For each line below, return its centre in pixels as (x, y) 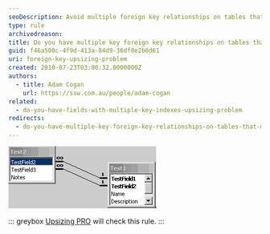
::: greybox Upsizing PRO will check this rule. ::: (86, 221)
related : (23, 101)
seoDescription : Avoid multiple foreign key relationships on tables (127, 17)
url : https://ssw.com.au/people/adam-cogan (97, 93)
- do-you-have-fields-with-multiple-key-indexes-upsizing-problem (129, 110)
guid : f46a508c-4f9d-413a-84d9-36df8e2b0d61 (84, 51)
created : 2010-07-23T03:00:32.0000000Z (75, 68)
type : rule (27, 25)
